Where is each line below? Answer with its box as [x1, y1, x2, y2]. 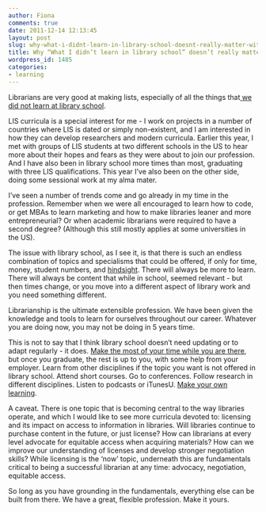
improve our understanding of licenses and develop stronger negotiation [8, 445, 245, 455]
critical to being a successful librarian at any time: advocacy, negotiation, [8, 462, 247, 472]
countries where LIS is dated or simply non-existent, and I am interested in [8, 124, 251, 134]
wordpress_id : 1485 [8, 56, 73, 64]
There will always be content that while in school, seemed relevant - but [8, 273, 243, 282]
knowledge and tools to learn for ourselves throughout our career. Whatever [8, 314, 256, 323]
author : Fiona [8, 11, 55, 20]
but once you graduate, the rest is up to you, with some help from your [8, 354, 239, 364]
